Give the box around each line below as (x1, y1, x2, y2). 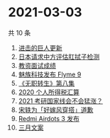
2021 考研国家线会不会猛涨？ (18, 96, 104, 105)
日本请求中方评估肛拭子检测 (18, 52, 100, 61)
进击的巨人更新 (18, 43, 62, 52)
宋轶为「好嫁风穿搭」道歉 (18, 105, 94, 114)
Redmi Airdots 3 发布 (18, 114, 80, 122)
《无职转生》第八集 (18, 79, 75, 87)
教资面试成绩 (18, 61, 56, 69)
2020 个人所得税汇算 (18, 88, 80, 96)
